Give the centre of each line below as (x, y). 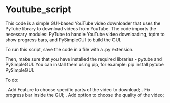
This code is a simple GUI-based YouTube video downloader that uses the (83, 23)
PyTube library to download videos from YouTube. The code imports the (81, 28)
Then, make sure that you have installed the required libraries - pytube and (84, 59)
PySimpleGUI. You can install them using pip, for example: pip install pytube (85, 64)
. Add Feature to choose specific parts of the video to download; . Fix (78, 89)
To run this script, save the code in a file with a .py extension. (69, 49)
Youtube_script (38, 9)
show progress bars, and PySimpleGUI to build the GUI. (63, 40)
